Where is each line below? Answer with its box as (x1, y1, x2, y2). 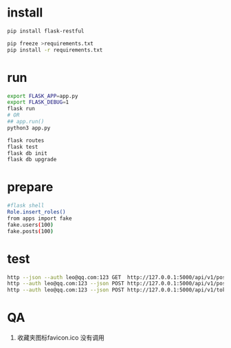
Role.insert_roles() (7, 209, 67, 216)
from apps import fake (7, 215, 72, 222)
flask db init (7, 150, 48, 156)
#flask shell (7, 202, 45, 209)
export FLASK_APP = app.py (7, 92, 78, 99)
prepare (7, 179, 54, 195)
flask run (7, 105, 36, 112)
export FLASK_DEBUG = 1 (7, 99, 69, 106)
